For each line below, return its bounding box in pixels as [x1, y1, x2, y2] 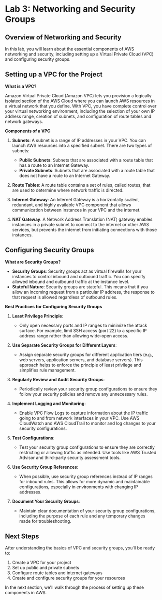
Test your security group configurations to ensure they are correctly [19, 444, 155, 450]
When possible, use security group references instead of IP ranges [19, 473, 153, 479]
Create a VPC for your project [12, 560, 72, 565]
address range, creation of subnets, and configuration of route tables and [5, 113, 151, 119]
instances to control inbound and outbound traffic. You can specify [12, 273, 146, 279]
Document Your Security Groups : [12, 498, 80, 504]
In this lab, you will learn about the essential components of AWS [5, 46, 134, 52]
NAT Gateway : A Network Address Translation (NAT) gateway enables [12, 216, 153, 222]
